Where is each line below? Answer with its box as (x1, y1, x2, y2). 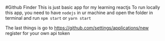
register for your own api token (5, 30, 70, 36)
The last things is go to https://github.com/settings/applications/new (5, 25, 149, 31)
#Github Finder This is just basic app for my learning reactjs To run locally (5, 5, 160, 10)
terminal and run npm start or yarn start (5, 15, 92, 21)
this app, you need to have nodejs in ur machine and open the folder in (5, 10, 153, 16)
